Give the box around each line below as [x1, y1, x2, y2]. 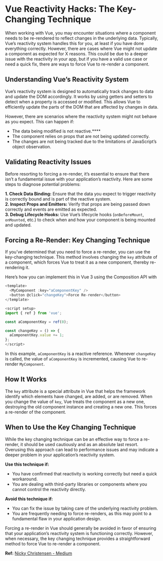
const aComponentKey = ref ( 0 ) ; [5, 319, 69, 324]
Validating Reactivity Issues [5, 158, 91, 166]
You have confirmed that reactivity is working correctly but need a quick [12, 471, 157, 476]
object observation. [12, 143, 52, 150]
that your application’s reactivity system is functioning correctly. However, [5, 530, 153, 536]
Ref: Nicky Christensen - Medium [5, 550, 72, 556]
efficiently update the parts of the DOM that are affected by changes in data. [5, 104, 159, 110]
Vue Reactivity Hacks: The [5, 3, 115, 15]
